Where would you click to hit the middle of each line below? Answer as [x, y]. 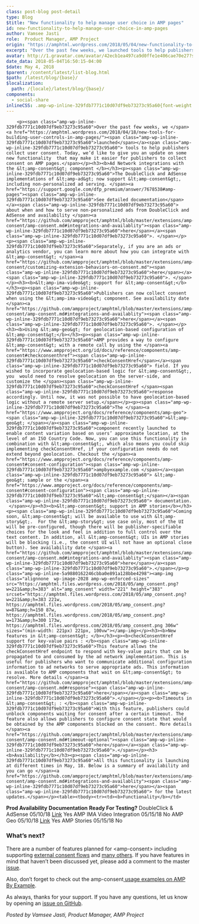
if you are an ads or [155, 246]
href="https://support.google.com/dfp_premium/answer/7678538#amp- [91, 189]
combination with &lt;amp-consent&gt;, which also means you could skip [98, 444]
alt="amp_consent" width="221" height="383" [107, 589]
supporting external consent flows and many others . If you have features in [98, 855]
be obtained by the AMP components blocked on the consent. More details [99, 724]
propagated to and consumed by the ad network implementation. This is [96, 656]
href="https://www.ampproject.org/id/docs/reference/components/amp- [94, 350]
